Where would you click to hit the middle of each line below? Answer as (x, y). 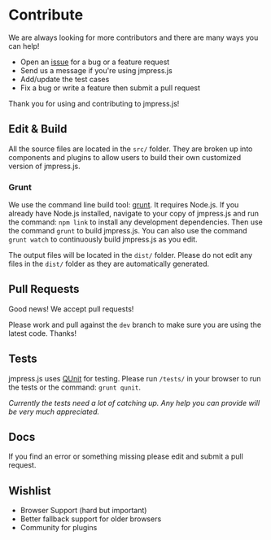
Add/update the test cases (65, 79)
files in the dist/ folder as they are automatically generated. (109, 264)
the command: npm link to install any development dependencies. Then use (135, 222)
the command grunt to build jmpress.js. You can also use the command (128, 231)
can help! (24, 46)
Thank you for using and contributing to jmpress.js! (94, 103)
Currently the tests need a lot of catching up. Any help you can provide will (134, 403)
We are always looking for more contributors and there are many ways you (133, 37)
